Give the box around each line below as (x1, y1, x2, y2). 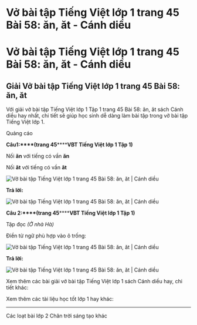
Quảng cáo (6, 130, 33, 137)
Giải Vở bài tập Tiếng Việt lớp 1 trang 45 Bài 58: (6, 81, 181, 91)
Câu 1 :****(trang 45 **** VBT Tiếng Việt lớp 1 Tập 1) (6, 141, 133, 148)
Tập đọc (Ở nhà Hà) (6, 221, 55, 228)
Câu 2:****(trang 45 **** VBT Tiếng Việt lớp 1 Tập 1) (6, 209, 135, 217)
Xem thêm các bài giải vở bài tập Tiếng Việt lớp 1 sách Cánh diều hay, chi (6, 278, 183, 285)
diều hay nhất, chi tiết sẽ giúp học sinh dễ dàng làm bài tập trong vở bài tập (6, 112, 188, 119)
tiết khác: (6, 284, 29, 291)
